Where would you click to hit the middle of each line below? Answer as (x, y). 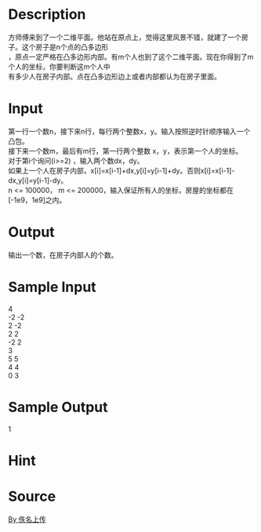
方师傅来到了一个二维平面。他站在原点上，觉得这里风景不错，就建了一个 (125, 37)
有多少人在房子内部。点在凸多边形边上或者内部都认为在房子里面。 (114, 76)
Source (32, 497)
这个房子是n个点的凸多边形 (65, 47)
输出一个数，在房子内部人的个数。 (63, 255)
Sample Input (52, 287)
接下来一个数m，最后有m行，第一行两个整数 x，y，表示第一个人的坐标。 (125, 151)
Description (47, 15)
